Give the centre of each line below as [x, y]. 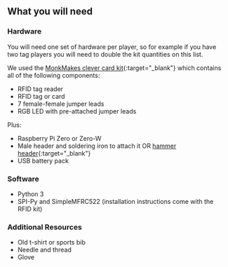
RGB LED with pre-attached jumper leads [77, 111]
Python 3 [31, 194]
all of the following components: [54, 75]
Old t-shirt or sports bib [51, 242]
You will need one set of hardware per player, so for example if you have [112, 47]
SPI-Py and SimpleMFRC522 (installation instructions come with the [115, 201]
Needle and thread [45, 250]
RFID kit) [30, 209]
